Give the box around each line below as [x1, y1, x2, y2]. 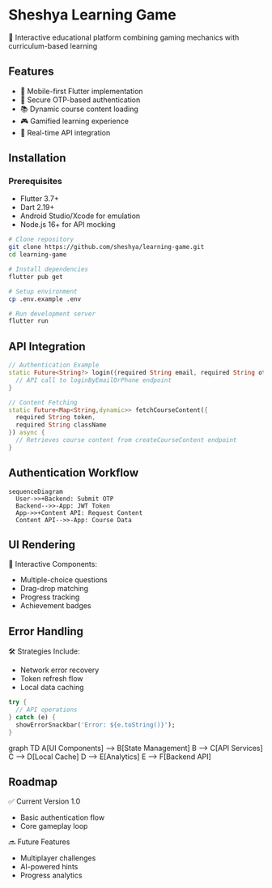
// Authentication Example [8, 361, 100, 370]
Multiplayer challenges [19, 853, 96, 863]
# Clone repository [8, 235, 74, 244]
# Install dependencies [8, 265, 89, 273]
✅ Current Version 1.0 [8, 796, 81, 806]
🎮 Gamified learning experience [19, 116, 130, 126]
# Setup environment [8, 287, 79, 295]
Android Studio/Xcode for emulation [19, 211, 141, 221]
